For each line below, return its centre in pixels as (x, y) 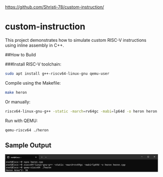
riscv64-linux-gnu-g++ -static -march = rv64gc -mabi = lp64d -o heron (75, 111)
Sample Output (28, 145)
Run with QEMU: (21, 121)
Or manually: (18, 102)
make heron (16, 92)
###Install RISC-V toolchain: (33, 64)
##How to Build (21, 54)
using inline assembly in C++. (34, 45)
